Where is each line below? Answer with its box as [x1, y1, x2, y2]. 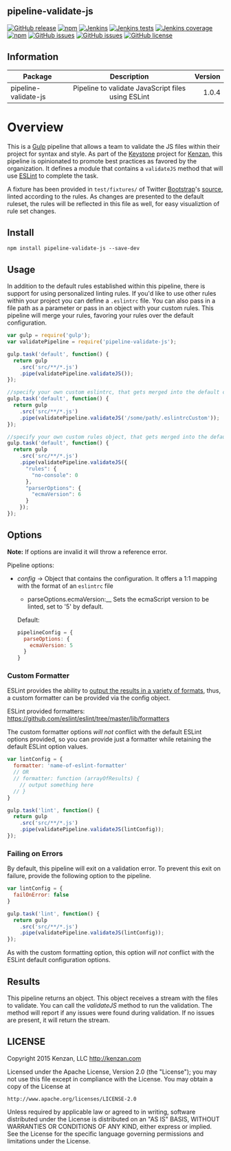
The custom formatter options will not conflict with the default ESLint [7, 728, 202, 736]
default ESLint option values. [7, 742, 88, 751]
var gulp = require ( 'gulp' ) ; [7, 332, 91, 339]
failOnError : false [13, 892, 69, 899]
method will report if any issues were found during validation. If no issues [7, 1009, 215, 1017]
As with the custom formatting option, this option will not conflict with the [7, 948, 214, 957]
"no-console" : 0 [32, 471, 78, 478]
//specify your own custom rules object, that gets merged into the [7, 434, 208, 440]
